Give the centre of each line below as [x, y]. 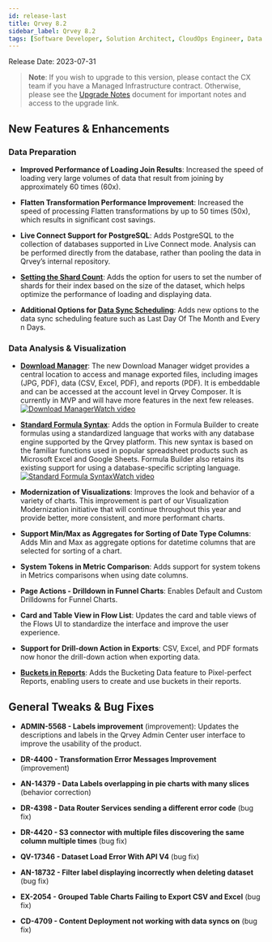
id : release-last [38, 16]
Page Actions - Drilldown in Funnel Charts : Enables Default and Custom [141, 591]
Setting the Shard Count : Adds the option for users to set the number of [141, 277]
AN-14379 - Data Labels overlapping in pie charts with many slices [134, 784]
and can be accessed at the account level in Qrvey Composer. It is [130, 392]
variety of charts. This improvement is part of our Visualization [124, 501]
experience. [40, 633]
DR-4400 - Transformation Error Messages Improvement [118, 759]
